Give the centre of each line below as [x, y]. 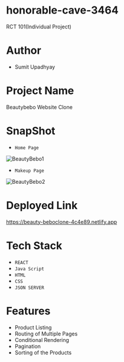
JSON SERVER [29, 288]
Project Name [40, 91]
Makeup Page [29, 171]
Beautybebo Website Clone [39, 107]
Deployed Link [42, 205]
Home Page [27, 148]
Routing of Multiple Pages [46, 334]
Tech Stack [34, 245]
